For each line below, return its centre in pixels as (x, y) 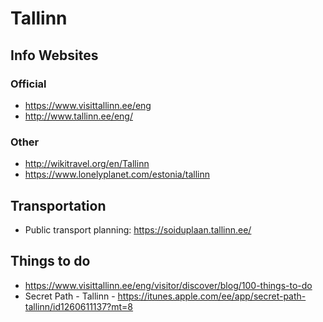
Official (28, 84)
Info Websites (54, 55)
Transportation (58, 205)
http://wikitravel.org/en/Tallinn (87, 164)
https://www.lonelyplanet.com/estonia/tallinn (117, 174)
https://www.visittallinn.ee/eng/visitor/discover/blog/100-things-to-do (168, 285)
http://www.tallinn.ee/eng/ (78, 116)
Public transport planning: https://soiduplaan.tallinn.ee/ (138, 229)
